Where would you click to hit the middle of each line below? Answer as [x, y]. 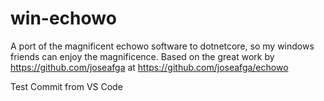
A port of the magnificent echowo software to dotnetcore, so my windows [162, 46]
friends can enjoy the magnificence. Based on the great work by [142, 56]
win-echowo [63, 18]
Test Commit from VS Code [66, 86]
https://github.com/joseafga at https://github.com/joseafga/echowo [149, 67]
